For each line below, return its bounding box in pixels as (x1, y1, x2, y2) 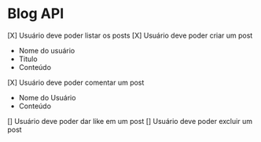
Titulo (18, 54, 38, 64)
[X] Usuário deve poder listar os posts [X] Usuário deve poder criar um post (7, 31, 253, 40)
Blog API (7, 5, 64, 23)
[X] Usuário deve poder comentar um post (7, 78, 145, 87)
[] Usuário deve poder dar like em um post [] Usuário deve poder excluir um (7, 116, 253, 126)
